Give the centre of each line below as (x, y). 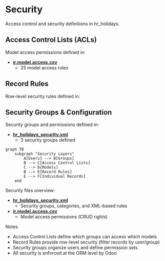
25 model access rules (44, 67)
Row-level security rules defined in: (43, 96)
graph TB (15, 150)
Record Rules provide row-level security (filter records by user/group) (86, 242)
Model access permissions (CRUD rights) (64, 217)
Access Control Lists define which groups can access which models (85, 237)
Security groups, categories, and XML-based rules (74, 206)
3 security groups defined (48, 140)
